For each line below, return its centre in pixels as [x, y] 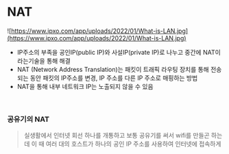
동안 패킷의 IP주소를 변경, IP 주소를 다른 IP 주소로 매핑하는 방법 [114, 78]
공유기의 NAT [28, 119]
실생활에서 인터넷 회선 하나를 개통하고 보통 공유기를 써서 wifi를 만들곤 [117, 136]
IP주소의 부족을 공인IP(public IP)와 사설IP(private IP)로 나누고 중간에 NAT [116, 52]
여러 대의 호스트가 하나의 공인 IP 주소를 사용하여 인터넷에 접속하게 [133, 144]
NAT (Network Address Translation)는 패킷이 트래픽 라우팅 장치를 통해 [113, 69]
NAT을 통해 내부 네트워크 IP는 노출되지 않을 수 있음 [85, 86]
